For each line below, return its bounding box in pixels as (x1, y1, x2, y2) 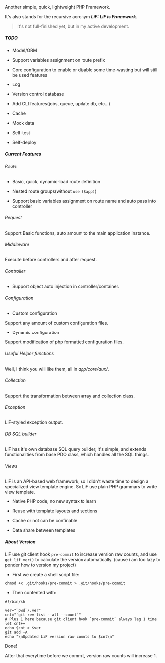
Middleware (5, 241, 30, 248)
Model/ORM (12, 47, 37, 53)
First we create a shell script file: (12, 572, 80, 578)
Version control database (12, 91, 64, 97)
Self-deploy (12, 139, 37, 145)
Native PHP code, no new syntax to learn (12, 498, 97, 504)
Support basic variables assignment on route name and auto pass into (12, 198, 156, 204)
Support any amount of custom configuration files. (5, 320, 108, 326)
